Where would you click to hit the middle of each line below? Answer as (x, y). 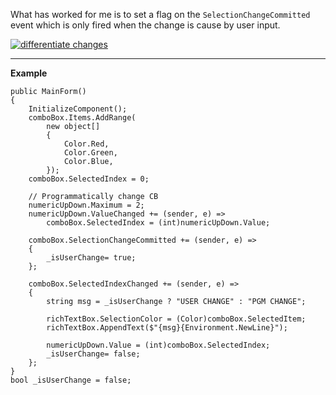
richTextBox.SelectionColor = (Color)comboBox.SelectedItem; (176, 319)
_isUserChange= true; (91, 258)
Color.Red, (86, 144)
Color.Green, (90, 153)
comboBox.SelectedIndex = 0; (89, 179)
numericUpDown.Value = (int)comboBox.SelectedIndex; (158, 345)
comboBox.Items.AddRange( (82, 118)
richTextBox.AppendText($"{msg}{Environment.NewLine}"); (167, 328)
